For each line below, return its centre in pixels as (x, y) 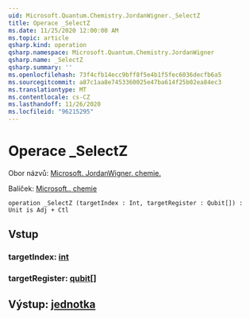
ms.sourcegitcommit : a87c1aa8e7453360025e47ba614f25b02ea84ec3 (115, 82)
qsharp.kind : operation (48, 45)
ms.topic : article (38, 38)
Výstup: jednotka (52, 304)
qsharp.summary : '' (40, 68)
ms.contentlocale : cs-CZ (49, 97)
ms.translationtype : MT (48, 89)
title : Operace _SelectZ (49, 23)
